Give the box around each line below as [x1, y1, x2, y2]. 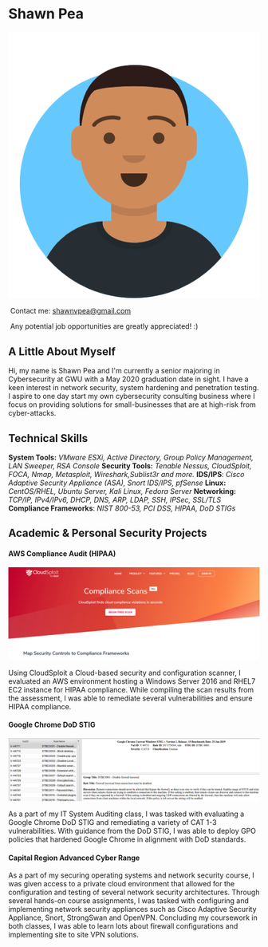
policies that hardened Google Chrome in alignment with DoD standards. [8, 835, 246, 844]
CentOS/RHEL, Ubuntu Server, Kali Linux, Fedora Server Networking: [8, 487, 237, 496]
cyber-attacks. [8, 408, 57, 418]
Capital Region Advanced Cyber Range [8, 853, 140, 862]
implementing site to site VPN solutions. [8, 930, 140, 940]
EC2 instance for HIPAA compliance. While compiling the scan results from [8, 685, 254, 694]
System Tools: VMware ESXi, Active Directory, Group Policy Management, [8, 452, 254, 463]
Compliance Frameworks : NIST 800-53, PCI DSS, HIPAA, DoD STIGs [8, 503, 236, 513]
